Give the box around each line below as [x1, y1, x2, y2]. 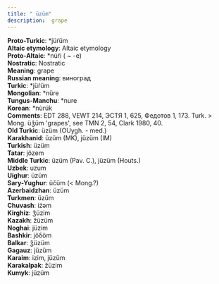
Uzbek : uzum [7, 163, 47, 172]
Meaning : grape [7, 66, 55, 75]
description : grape [7, 17, 68, 24]
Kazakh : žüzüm [7, 216, 54, 224]
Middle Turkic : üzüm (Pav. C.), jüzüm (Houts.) [7, 156, 141, 164]
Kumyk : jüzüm [7, 268, 50, 277]
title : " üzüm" [7, 10, 52, 18]
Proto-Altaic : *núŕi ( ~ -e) [7, 51, 82, 60]
